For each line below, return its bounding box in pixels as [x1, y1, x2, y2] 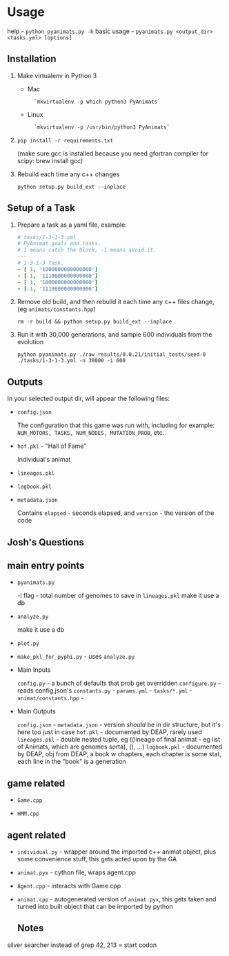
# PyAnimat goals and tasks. [17, 240, 101, 247]
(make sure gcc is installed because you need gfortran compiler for [17, 149, 209, 158]
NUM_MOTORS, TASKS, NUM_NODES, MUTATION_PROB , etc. [17, 429, 165, 437]
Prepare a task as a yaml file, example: [17, 221, 128, 229]
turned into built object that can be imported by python [17, 903, 174, 911]
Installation [7, 53, 57, 65]
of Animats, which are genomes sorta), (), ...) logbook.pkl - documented [17, 742, 223, 751]
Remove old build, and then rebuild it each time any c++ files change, [17, 298, 215, 306]
